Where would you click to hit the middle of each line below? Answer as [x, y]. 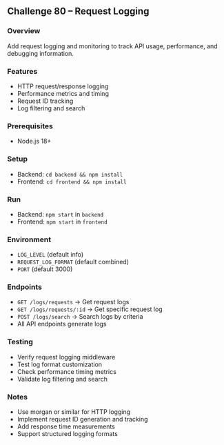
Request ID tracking [45, 101]
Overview [24, 31]
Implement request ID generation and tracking [82, 419]
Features [22, 71]
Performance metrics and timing [63, 93]
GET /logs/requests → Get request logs [73, 302]
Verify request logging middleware [66, 357]
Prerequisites [30, 126]
